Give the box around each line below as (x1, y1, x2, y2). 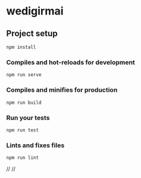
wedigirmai (6, 4, 64, 18)
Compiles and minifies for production (6, 86, 117, 94)
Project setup (6, 28, 58, 39)
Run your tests (6, 113, 50, 122)
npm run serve (6, 72, 42, 78)
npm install (6, 44, 36, 50)
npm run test (6, 127, 39, 133)
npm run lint (6, 155, 39, 161)
